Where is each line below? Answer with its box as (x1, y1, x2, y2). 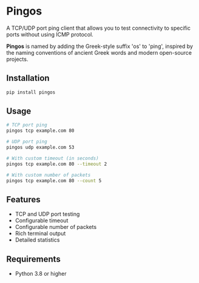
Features (6, 194, 41, 205)
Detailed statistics (15, 236, 60, 244)
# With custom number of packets (6, 172, 91, 178)
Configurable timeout (15, 217, 69, 224)
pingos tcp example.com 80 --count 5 (6, 177, 102, 183)
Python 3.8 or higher (15, 270, 67, 278)
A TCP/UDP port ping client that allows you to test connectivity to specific (6, 24, 191, 32)
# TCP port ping (6, 122, 47, 128)
